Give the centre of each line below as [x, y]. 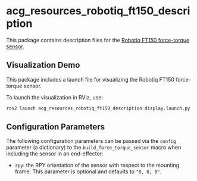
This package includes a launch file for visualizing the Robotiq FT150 [90, 79]
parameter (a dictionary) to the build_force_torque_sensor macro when [94, 148]
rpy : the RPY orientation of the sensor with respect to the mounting [97, 166]
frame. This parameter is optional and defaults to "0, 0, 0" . [88, 171]
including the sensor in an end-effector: [55, 154]
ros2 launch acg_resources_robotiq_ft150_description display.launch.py [98, 108]
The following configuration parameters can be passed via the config [91, 141]
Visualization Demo [43, 65]
